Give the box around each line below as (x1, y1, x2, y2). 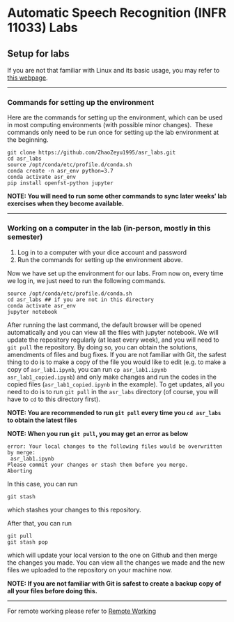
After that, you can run (7, 519, 72, 527)
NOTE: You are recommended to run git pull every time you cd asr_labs (7, 408, 221, 417)
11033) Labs (7, 20, 78, 36)
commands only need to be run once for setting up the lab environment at (7, 128, 219, 137)
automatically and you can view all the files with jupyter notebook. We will (7, 328, 219, 336)
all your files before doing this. (7, 586, 97, 595)
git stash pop (7, 538, 49, 546)
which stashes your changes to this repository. (7, 505, 141, 514)
